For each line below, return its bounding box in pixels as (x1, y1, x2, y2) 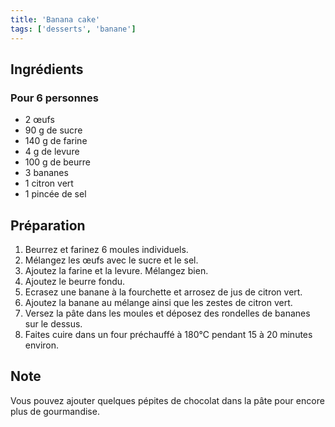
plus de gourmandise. (10, 405, 100, 417)
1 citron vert (24, 177, 74, 190)
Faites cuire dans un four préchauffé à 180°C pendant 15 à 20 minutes (24, 329, 313, 340)
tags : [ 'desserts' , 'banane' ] (10, 24, 137, 34)
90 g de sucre (24, 124, 83, 136)
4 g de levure (24, 146, 80, 158)
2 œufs (24, 114, 55, 126)
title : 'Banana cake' (10, 14, 101, 25)
